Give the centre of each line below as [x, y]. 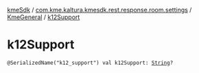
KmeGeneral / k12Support [44, 17]
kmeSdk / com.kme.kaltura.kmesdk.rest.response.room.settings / [99, 10]
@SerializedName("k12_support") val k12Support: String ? [90, 63]
